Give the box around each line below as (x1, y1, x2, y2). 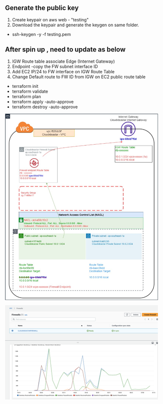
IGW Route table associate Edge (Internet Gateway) (12, 58, 115, 64)
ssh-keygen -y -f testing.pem (12, 31, 71, 37)
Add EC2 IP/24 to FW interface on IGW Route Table (12, 68, 115, 74)
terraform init (12, 83, 39, 89)
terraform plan (12, 93, 41, 99)
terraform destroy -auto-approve (12, 104, 78, 110)
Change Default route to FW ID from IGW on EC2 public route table (12, 74, 146, 80)
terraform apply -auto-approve (12, 99, 74, 104)
